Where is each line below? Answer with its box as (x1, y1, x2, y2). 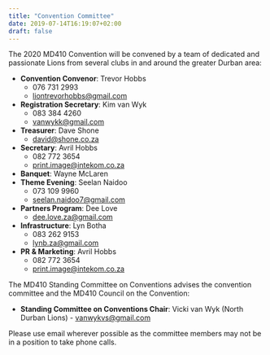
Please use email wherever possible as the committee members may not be (8, 329, 262, 339)
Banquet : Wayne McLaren (20, 169, 108, 179)
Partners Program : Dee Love (20, 204, 118, 213)
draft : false (8, 27, 53, 35)
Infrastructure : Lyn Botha (20, 221, 107, 230)
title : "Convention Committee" (8, 11, 115, 20)
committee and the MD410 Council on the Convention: (8, 288, 190, 298)
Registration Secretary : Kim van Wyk (20, 99, 147, 110)
